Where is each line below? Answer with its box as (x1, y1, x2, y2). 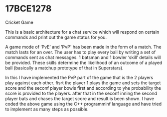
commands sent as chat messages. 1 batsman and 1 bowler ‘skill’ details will (5, 54, 161, 60)
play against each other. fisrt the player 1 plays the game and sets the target (5, 80, 161, 86)
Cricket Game (5, 19, 33, 25)
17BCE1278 (5, 3, 52, 14)
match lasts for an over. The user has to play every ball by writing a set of (5, 49, 156, 55)
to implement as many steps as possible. (5, 106, 89, 112)
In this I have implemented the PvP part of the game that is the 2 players (5, 74, 154, 80)
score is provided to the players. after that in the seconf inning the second (5, 90, 157, 96)
